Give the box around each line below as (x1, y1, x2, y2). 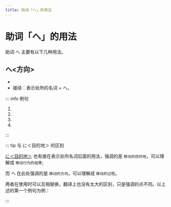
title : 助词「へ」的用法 (5, 7, 52, 13)
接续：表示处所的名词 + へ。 (12, 85, 72, 91)
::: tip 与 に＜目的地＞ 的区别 (5, 142, 65, 149)
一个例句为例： (18, 188, 50, 194)
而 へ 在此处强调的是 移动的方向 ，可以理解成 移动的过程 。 (5, 170, 120, 176)
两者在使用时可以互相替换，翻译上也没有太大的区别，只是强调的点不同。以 (5, 181, 161, 187)
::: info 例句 (5, 96, 29, 102)
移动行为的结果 (15, 161, 42, 166)
